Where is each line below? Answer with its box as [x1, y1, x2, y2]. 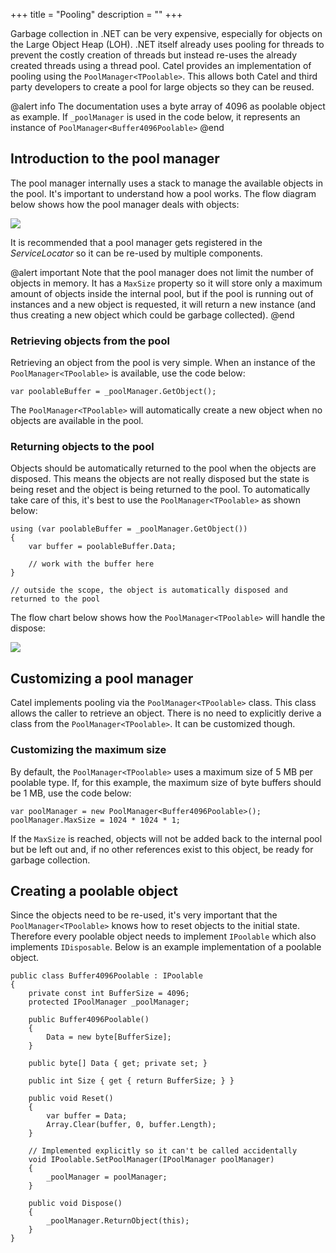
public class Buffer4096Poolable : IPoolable [10, 971, 203, 981]
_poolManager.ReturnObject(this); [46, 1216, 190, 1226]
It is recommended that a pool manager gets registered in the [10, 236, 263, 248]
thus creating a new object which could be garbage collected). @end [10, 309, 295, 321]
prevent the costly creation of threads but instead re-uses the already [10, 49, 298, 61]
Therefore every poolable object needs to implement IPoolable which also [10, 930, 317, 943]
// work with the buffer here [28, 559, 155, 569]
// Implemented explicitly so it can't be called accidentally [28, 1146, 298, 1156]
